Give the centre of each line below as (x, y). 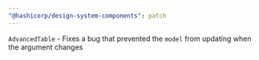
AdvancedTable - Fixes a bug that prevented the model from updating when (130, 38)
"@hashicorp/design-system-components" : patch (87, 16)
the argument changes (46, 47)
